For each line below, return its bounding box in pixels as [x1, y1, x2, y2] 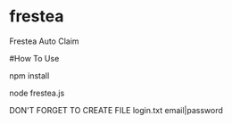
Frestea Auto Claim [9, 36, 79, 46]
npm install [9, 70, 50, 81]
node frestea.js [9, 87, 65, 98]
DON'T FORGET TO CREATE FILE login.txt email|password [9, 104, 223, 115]
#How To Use [9, 53, 60, 63]
